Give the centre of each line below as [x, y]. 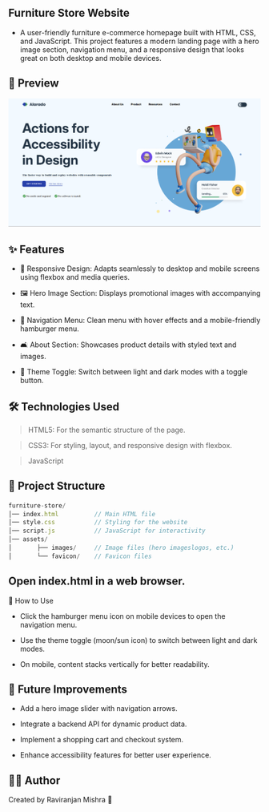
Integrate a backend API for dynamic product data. [103, 724]
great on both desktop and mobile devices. [90, 58]
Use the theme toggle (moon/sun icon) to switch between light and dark [139, 640]
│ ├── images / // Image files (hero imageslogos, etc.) [121, 548]
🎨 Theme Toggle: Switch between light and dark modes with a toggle [134, 372]
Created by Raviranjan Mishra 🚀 [60, 800]
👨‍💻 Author [34, 780]
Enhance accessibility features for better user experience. [116, 755]
